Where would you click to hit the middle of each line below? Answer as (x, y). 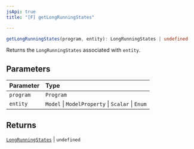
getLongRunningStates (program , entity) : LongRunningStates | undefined (97, 39)
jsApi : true (21, 12)
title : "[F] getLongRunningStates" (50, 17)
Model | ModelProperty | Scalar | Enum (96, 104)
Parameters (28, 69)
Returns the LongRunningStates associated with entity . (73, 50)
